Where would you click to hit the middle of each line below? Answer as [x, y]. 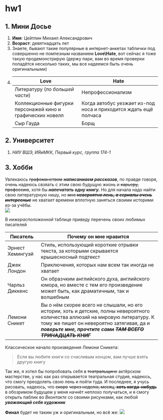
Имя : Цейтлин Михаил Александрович [52, 38]
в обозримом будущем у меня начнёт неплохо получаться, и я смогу [77, 392]
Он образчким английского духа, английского [95, 279]
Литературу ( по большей [44, 89]
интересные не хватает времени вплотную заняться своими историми [79, 200]
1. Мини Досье [28, 26]
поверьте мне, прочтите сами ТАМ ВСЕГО [92, 329]
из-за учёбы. [18, 205]
